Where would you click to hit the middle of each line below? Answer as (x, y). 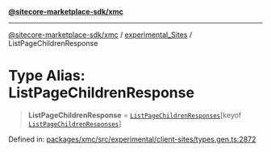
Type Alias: (47, 76)
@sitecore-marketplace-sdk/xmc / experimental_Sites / (100, 35)
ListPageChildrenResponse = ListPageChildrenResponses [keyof (135, 115)
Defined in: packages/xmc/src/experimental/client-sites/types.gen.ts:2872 (132, 139)
